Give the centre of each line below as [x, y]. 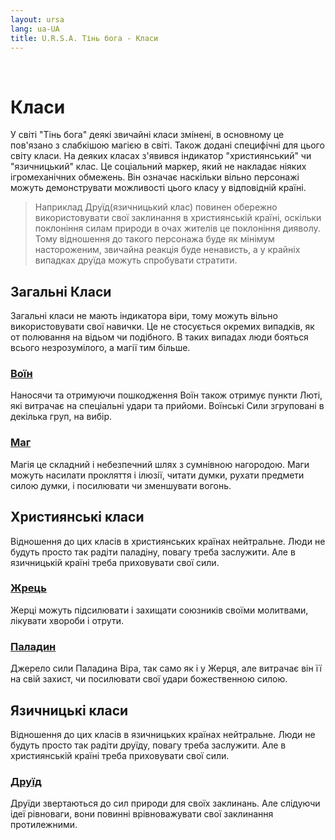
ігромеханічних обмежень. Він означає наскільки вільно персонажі [155, 177]
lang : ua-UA [35, 29]
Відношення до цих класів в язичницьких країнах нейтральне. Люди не [163, 734]
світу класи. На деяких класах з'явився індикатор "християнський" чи [161, 156]
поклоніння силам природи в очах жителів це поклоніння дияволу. [177, 228]
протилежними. [44, 825]
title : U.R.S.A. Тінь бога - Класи [84, 38]
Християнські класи [77, 517]
